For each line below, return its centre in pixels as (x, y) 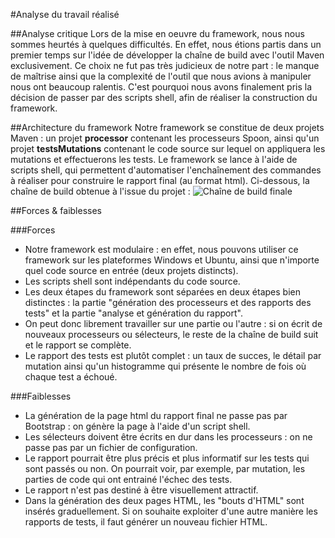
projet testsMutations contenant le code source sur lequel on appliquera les (168, 148)
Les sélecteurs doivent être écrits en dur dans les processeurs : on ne (168, 437)
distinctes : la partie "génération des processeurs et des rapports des (168, 302)
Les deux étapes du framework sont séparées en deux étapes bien (162, 292)
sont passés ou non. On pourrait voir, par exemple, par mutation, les (165, 468)
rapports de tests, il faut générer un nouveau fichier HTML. (146, 522)
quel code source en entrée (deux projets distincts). (131, 270)
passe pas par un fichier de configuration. (111, 447)
